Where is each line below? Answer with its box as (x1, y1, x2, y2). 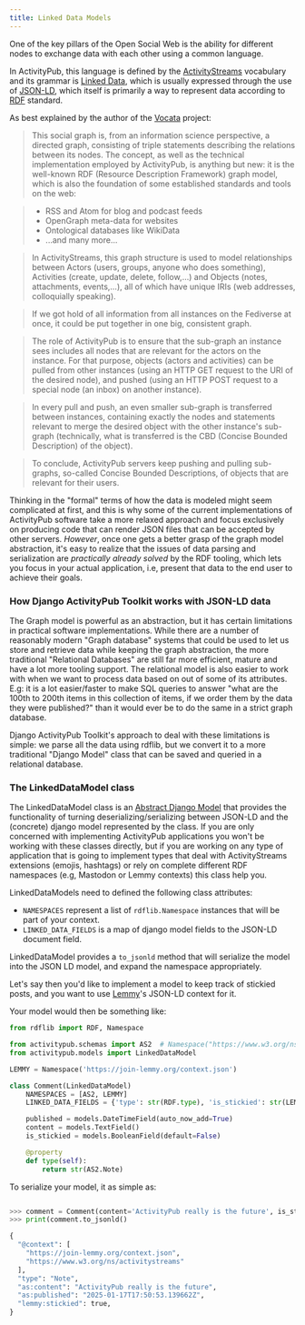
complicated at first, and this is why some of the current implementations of (9, 504, 293, 515)
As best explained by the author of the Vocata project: (9, 112, 212, 123)
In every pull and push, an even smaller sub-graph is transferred (31, 401, 272, 412)
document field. (22, 934, 82, 945)
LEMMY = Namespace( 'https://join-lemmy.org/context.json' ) (9, 1065, 238, 1074)
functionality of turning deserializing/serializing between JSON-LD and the (9, 811, 289, 823)
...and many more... (44, 234, 118, 246)
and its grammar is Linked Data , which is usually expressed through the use (9, 75, 292, 86)
